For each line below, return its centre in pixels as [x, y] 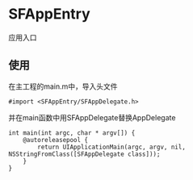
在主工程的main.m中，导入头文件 [63, 86]
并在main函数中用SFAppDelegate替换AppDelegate [92, 117]
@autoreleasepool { [56, 140]
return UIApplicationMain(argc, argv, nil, [111, 147]
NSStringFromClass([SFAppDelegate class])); [84, 154]
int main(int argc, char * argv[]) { [72, 133]
